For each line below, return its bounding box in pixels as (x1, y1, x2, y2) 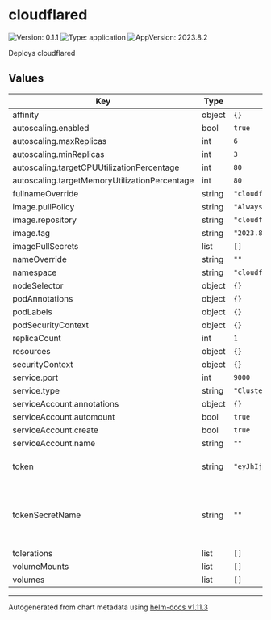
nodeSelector (12, 280, 64, 291)
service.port (12, 372, 59, 383)
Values (8, 71, 44, 86)
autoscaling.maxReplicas (12, 135, 107, 146)
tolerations (12, 547, 53, 559)
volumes (12, 574, 45, 585)
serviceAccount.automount (12, 411, 115, 422)
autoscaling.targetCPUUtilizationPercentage (12, 162, 180, 173)
